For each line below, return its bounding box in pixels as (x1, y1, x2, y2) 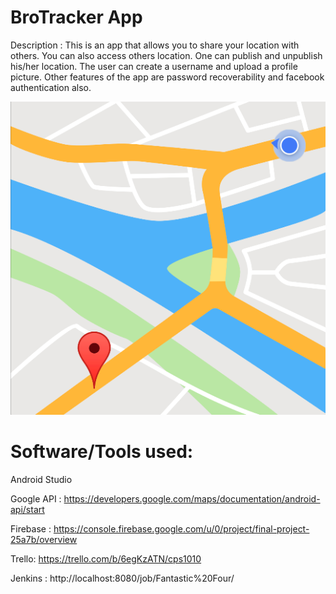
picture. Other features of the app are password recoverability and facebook (10, 71, 325, 83)
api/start (10, 503, 45, 515)
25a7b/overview (10, 533, 78, 545)
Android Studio (10, 473, 73, 485)
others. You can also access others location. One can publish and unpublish (10, 49, 323, 61)
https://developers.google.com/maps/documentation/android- (63, 492, 321, 505)
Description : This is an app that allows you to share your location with (10, 39, 300, 51)
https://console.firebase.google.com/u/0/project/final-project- (53, 522, 310, 535)
